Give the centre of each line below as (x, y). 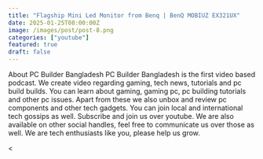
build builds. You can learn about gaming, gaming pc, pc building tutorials (127, 91)
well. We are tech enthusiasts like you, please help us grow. (104, 133)
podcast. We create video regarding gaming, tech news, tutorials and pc (125, 83)
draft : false (29, 52)
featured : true (33, 45)
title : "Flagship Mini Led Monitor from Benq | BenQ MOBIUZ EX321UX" (124, 15)
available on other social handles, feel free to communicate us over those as (131, 124)
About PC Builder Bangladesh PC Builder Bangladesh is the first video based (132, 74)
